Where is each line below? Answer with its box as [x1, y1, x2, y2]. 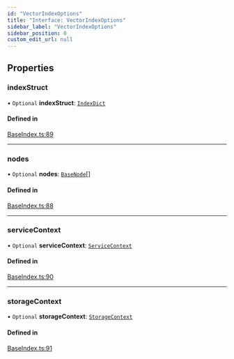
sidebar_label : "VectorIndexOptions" [7, 23, 117, 30]
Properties [7, 62, 54, 74]
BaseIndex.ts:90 [7, 273, 54, 281]
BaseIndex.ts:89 [7, 130, 54, 139]
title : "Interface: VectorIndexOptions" [7, 17, 127, 24]
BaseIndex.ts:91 [7, 344, 52, 352]
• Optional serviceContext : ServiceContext [7, 241, 132, 250]
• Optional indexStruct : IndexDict [7, 98, 106, 107]
